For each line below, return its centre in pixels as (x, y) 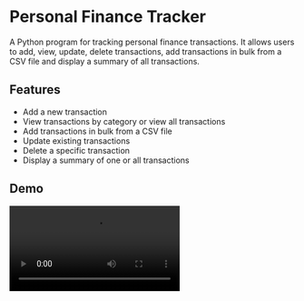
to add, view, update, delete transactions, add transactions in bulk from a (146, 51)
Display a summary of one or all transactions (106, 160)
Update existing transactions (76, 140)
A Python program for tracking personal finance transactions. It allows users (152, 42)
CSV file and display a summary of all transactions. (104, 61)
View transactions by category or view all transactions (124, 121)
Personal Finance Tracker (108, 17)
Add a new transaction (64, 112)
